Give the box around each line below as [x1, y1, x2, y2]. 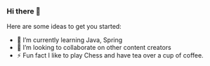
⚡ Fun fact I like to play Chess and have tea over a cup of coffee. [16, 51, 204, 60]
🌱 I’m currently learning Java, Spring [16, 36, 123, 44]
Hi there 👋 [6, 6, 41, 16]
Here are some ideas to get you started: [6, 22, 122, 31]
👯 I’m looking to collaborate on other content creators [16, 44, 171, 52]
